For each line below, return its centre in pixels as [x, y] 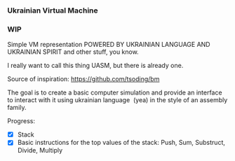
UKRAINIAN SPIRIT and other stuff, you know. [73, 52]
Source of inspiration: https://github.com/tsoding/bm [83, 79]
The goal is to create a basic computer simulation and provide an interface [115, 92]
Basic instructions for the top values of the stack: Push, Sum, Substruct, [121, 143]
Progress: [21, 121]
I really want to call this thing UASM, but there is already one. [95, 66]
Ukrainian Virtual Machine [53, 10]
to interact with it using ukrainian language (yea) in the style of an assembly [117, 100]
